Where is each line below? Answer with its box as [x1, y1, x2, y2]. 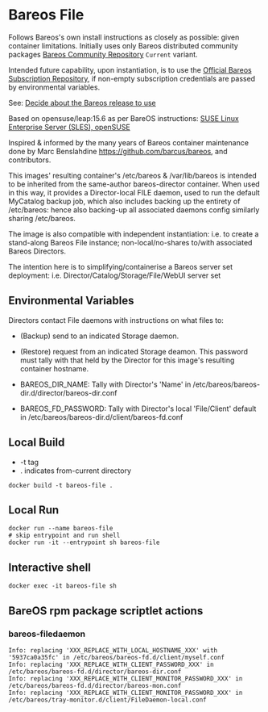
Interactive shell [8, 560, 91, 574]
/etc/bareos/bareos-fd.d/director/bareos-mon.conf [8, 681, 182, 689]
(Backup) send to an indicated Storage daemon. [19, 331, 179, 341]
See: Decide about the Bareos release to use [8, 98, 156, 107]
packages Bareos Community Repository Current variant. [8, 49, 199, 59]
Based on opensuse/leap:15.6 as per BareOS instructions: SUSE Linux [8, 113, 239, 123]
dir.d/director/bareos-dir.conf [19, 387, 118, 397]
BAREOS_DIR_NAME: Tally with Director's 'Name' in [19, 379, 192, 389]
